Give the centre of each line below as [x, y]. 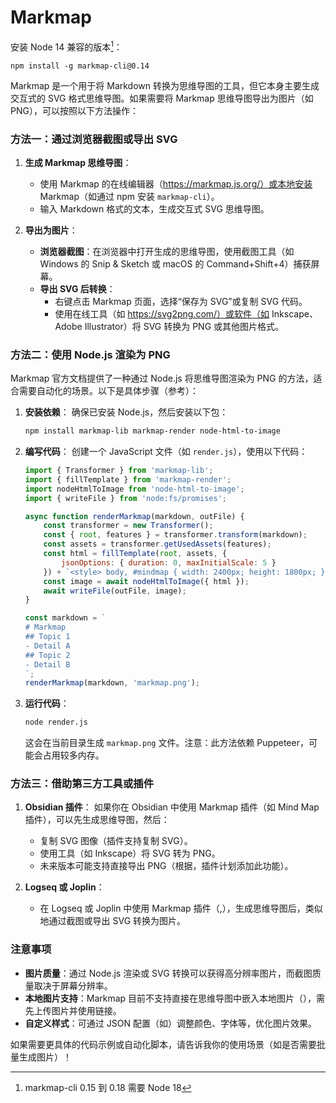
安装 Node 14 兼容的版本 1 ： [66, 46]
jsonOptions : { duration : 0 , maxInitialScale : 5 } [169, 562]
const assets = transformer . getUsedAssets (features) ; [157, 544]
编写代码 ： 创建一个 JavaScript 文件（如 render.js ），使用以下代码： [166, 452]
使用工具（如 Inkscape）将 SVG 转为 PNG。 [130, 853]
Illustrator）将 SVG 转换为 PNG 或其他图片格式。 [184, 326]
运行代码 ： [47, 703]
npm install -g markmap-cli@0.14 [80, 66]
